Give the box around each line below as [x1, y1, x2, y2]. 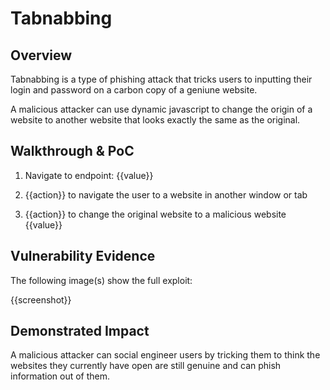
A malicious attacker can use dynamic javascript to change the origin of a [10, 103, 313, 115]
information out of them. [10, 370, 111, 382]
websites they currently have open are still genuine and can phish [10, 360, 282, 372]
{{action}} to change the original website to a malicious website [24, 208, 287, 220]
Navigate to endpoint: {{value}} [24, 169, 154, 181]
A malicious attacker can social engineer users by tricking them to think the [10, 349, 321, 361]
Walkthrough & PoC [10, 143, 135, 160]
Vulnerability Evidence [10, 248, 156, 265]
